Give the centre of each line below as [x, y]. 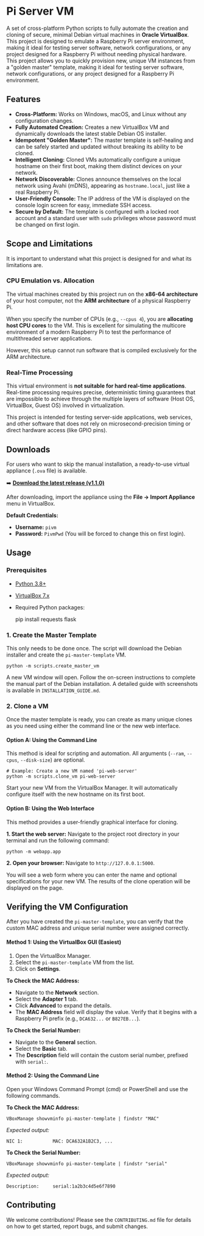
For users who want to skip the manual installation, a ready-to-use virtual [98, 464]
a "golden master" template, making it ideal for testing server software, [95, 67]
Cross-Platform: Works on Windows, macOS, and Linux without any [101, 114]
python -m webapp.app [34, 852]
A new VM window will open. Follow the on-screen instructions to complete [101, 677]
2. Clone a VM [27, 706]
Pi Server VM [40, 11]
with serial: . [32, 1061]
